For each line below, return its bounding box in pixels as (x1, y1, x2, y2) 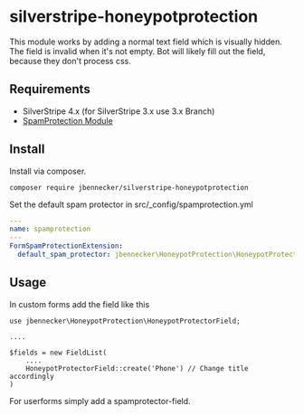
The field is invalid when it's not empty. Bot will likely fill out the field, (9, 45, 266, 56)
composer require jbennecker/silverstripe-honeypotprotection (9, 183, 249, 192)
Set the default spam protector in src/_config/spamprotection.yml (9, 199, 253, 210)
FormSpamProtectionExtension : (9, 241, 124, 250)
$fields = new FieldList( (9, 348, 107, 357)
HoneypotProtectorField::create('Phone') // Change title (25, 363, 249, 373)
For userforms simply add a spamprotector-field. (9, 395, 192, 406)
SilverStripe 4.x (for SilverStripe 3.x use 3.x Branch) (22, 106, 215, 117)
